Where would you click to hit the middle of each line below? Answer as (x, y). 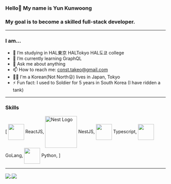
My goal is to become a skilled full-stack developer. (70, 21)
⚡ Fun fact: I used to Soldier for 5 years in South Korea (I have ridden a (87, 82)
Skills (12, 108)
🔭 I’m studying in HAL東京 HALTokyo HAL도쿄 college (68, 52)
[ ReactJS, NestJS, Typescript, (71, 131)
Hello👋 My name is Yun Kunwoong (49, 8)
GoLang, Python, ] (33, 155)
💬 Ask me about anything (39, 64)
